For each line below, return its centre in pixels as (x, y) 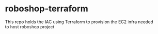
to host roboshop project (30, 26)
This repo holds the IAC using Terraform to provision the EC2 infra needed (79, 22)
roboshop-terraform (47, 9)
